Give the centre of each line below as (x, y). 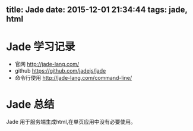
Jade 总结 (30, 104)
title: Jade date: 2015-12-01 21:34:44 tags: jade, (97, 10)
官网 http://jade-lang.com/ (47, 64)
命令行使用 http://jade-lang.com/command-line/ (73, 78)
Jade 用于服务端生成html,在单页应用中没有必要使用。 (71, 122)
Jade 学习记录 (41, 46)
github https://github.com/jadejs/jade (60, 71)
